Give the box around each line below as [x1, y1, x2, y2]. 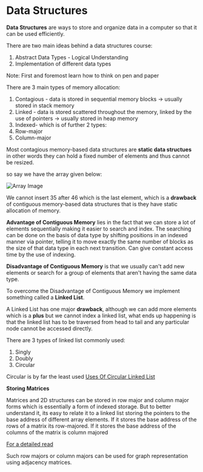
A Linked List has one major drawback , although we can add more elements [6, 305, 197, 312]
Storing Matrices [6, 385, 50, 392]
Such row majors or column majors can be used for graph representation [6, 452, 188, 459]
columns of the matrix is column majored [6, 428, 108, 436]
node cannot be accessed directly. [6, 325, 93, 332]
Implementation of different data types [15, 60, 111, 67]
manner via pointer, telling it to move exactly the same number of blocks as [6, 238, 194, 245]
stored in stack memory [15, 101, 75, 109]
